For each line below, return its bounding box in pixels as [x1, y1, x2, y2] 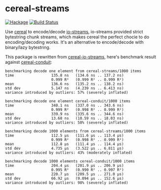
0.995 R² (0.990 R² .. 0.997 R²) [51, 167, 124, 172]
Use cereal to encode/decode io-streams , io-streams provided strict [5, 28, 143, 34]
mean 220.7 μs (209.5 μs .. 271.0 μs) [5, 171, 124, 177]
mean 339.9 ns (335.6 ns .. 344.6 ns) [5, 111, 124, 116]
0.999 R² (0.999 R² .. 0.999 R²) [51, 77, 124, 82]
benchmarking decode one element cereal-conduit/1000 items [5, 99, 131, 104]
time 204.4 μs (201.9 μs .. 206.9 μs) [5, 163, 124, 168]
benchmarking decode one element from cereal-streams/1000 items [5, 68, 141, 74]
